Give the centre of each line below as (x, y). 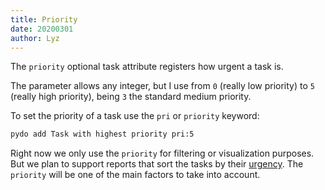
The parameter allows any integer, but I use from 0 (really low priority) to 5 (162, 86)
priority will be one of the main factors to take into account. (135, 175)
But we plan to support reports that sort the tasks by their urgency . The (157, 164)
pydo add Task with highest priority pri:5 (102, 134)
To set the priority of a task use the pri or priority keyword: (135, 116)
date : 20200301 (42, 29)
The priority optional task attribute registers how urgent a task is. (147, 67)
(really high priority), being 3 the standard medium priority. (131, 97)
